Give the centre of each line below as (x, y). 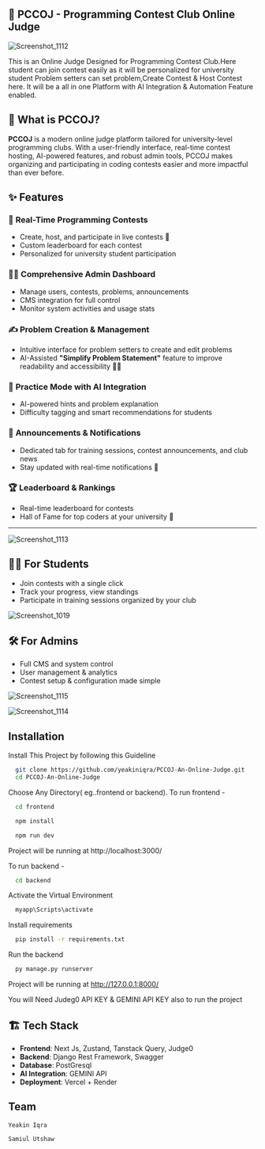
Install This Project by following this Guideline (82, 755)
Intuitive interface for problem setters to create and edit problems (126, 350)
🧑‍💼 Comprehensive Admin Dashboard (82, 274)
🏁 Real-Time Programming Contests (78, 220)
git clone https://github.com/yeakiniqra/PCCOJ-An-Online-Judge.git (130, 770)
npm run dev (35, 835)
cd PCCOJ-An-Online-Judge (58, 777)
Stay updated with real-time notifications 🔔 (89, 467)
